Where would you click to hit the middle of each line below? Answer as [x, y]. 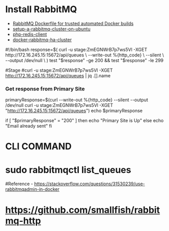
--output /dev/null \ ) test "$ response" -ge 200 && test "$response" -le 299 [84, 60]
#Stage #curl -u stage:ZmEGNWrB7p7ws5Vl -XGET [59, 70]
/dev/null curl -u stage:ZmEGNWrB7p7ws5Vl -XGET [59, 105]
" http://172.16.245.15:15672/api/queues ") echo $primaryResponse [74, 111]
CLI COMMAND [38, 147]
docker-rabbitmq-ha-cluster [42, 40]
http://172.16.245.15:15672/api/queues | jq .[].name [58, 75]
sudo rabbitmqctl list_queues [68, 170]
